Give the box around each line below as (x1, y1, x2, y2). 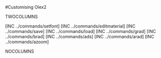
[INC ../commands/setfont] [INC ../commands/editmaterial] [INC (5, 23, 136, 29)
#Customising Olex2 (5, 4, 47, 10)
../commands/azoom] (5, 39, 49, 45)
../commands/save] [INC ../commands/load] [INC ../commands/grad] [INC (5, 29, 156, 34)
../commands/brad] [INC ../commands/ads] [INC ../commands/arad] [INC (5, 34, 155, 39)
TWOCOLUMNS (5, 14, 38, 19)
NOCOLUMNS (5, 49, 34, 54)
